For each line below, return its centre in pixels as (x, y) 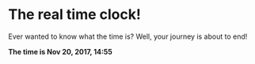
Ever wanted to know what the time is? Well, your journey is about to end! (128, 36)
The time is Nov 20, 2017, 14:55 (60, 51)
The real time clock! (74, 15)
